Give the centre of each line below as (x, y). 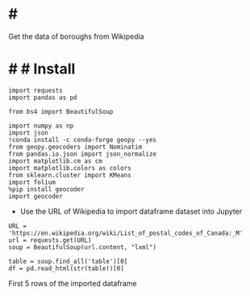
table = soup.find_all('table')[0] (68, 261)
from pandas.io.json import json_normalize (83, 154)
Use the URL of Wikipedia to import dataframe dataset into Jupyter (131, 211)
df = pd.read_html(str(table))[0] (67, 268)
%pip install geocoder (46, 189)
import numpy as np (41, 126)
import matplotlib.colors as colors (70, 168)
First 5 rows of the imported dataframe (73, 283)
